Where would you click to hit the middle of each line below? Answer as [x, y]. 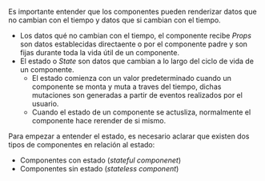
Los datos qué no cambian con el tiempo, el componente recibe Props [136, 36]
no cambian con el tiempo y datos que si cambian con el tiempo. [115, 20]
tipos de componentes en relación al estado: [82, 145]
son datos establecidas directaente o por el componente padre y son [134, 44]
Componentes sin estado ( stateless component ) [99, 169]
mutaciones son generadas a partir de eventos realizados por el [137, 95]
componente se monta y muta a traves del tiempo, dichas [126, 86]
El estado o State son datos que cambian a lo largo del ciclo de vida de [137, 61]
